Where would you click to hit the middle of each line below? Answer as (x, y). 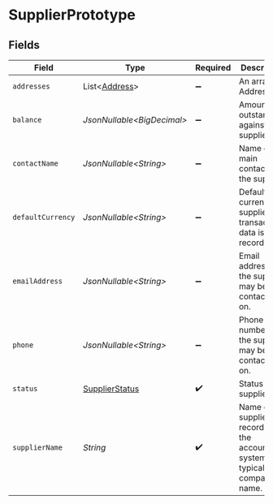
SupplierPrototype (72, 15)
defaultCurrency (44, 217)
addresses (31, 86)
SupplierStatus (111, 389)
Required (213, 68)
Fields (24, 45)
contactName (36, 164)
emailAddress (38, 281)
